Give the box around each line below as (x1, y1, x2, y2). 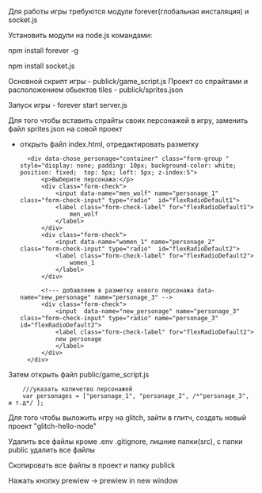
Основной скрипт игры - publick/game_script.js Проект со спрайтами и (8, 77, 248, 86)
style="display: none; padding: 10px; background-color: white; (19, 162, 237, 170)
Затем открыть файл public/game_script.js (8, 370, 150, 379)
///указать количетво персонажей (22, 385, 133, 393)
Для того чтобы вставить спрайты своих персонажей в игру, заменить (8, 116, 249, 125)
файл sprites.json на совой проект (8, 124, 123, 133)
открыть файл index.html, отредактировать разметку (19, 139, 199, 149)
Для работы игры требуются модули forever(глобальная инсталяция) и (8, 7, 249, 16)
